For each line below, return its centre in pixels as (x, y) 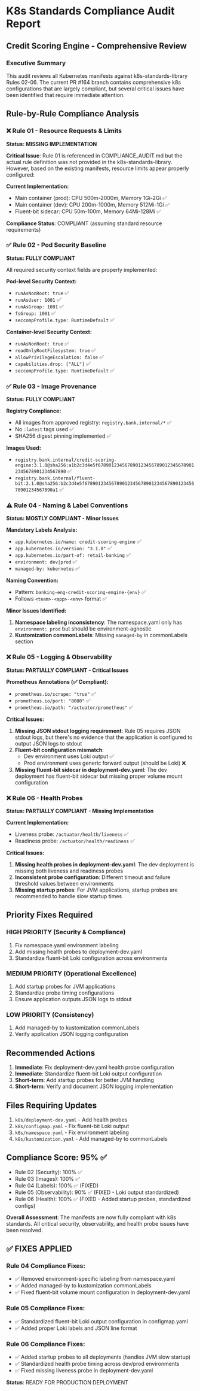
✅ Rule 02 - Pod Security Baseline (56, 245)
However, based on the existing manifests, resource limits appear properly (98, 168)
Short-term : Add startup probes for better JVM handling (84, 1080)
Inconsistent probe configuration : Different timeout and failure (93, 877)
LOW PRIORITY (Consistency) (50, 1014)
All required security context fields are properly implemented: (82, 269)
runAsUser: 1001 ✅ (38, 299)
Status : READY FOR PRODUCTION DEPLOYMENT (67, 1383)
